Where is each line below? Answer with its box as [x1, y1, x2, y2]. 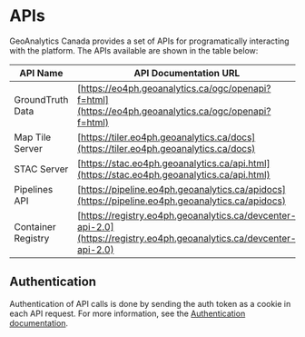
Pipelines [14, 183, 54, 195]
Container [14, 220, 56, 233]
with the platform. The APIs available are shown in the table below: [9, 45, 259, 55]
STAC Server [14, 163, 69, 175]
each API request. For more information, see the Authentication [9, 308, 246, 319]
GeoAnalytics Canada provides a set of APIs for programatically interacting [9, 35, 290, 46]
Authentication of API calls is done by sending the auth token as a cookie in [9, 298, 291, 309]
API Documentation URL [133, 66, 241, 79]
